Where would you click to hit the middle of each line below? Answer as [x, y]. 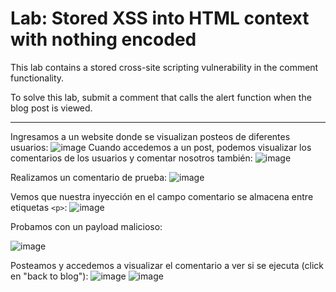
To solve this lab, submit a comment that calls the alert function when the [161, 97]
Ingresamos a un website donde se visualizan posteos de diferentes [150, 136]
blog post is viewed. [51, 108]
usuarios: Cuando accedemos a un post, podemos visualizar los [161, 147]
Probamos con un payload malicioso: [86, 226]
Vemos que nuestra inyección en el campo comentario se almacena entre [162, 196]
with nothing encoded [103, 39]
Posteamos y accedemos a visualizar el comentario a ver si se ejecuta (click [167, 265]
